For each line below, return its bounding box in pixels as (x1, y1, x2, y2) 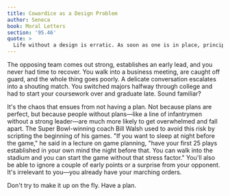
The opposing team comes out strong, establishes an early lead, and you (7, 61, 213, 68)
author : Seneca (7, 16, 51, 23)
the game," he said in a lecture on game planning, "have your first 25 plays (7, 139, 218, 147)
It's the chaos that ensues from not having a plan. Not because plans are (7, 103, 212, 111)
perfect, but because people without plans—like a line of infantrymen (7, 110, 203, 118)
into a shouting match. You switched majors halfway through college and (7, 83, 213, 90)
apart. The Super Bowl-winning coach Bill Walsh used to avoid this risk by (7, 124, 216, 132)
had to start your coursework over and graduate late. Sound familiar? (7, 89, 202, 98)
